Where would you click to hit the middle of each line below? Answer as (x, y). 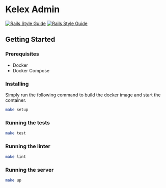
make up (13, 180)
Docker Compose (31, 70)
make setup (17, 110)
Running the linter (28, 146)
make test (16, 133)
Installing (17, 84)
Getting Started (30, 39)
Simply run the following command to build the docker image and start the (83, 95)
